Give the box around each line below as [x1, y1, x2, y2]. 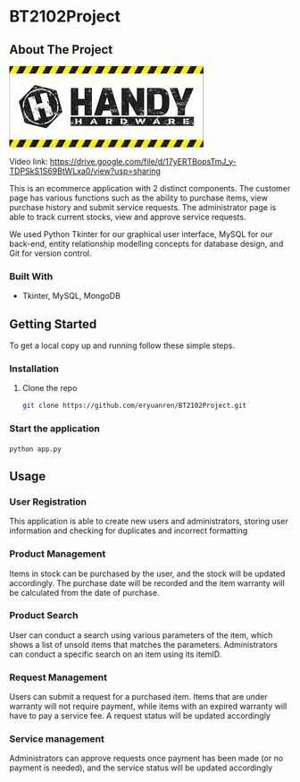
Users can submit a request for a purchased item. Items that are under [9, 692, 268, 702]
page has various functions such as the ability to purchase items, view [9, 192, 268, 203]
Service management [9, 733, 104, 745]
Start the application [9, 422, 100, 435]
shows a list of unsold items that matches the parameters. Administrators [9, 639, 279, 650]
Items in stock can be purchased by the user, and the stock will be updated [9, 568, 286, 579]
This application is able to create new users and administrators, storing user [9, 516, 288, 527]
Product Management [9, 548, 106, 560]
